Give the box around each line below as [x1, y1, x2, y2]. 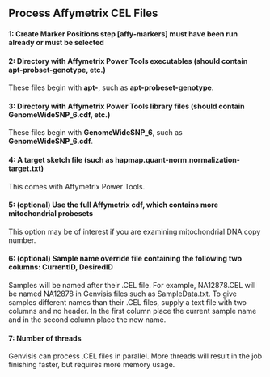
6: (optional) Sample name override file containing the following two [8, 254, 243, 264]
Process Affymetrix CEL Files [8, 6, 158, 20]
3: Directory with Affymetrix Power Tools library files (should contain [8, 101, 245, 111]
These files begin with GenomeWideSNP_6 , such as [8, 128, 184, 138]
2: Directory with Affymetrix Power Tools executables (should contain [8, 56, 248, 66]
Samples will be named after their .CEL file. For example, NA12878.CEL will [8, 281, 256, 290]
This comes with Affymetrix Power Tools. [8, 181, 146, 191]
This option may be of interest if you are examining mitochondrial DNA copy [8, 227, 261, 236]
